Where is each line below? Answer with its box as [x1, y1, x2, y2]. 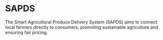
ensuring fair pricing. [5, 29, 48, 35]
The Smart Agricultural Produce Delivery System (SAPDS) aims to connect [5, 19, 158, 25]
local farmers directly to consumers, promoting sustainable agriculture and [5, 24, 159, 30]
